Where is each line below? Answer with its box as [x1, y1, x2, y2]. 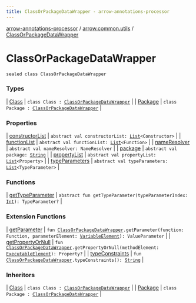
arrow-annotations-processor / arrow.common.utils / [6, 25, 134, 32]
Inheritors [6, 271, 35, 279]
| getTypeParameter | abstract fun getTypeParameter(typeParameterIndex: [6, 192, 188, 199]
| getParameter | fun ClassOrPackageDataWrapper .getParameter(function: [6, 226, 184, 233]
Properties [6, 119, 37, 127]
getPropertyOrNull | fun [6, 238, 64, 245]
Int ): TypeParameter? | [6, 198, 62, 205]
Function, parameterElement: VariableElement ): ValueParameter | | [6, 232, 171, 239]
